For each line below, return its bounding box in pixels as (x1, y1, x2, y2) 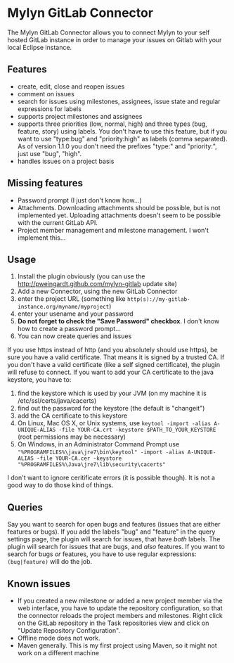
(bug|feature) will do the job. (7, 558, 93, 566)
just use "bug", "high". (17, 149, 82, 157)
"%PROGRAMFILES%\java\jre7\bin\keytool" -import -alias (17, 449, 185, 456)
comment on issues (17, 89, 75, 98)
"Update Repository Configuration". (17, 626, 121, 634)
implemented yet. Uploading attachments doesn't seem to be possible (17, 211, 221, 219)
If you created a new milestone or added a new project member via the (17, 596, 223, 605)
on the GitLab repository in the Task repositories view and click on (17, 619, 209, 627)
